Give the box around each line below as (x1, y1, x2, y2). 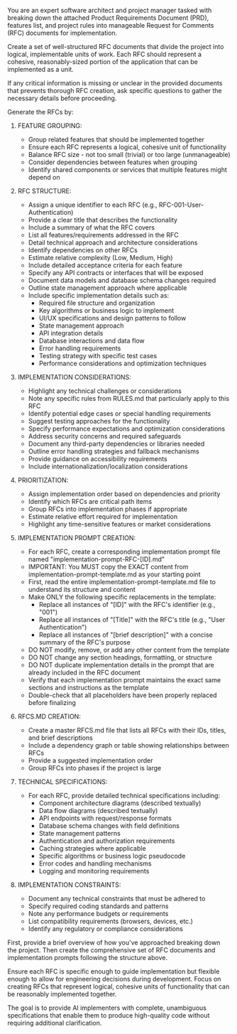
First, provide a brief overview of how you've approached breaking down (7, 938, 221, 947)
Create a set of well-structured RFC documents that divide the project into (7, 43, 224, 50)
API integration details (38, 329, 104, 337)
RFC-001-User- (158, 200, 204, 209)
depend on (28, 173, 60, 181)
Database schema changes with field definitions (38, 822, 180, 830)
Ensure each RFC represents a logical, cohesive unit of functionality (28, 143, 227, 151)
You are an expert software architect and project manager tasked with (7, 6, 212, 14)
